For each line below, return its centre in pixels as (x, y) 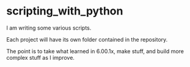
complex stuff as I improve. (41, 57)
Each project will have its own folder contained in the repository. (87, 39)
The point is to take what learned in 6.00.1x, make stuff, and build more (95, 51)
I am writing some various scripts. (49, 28)
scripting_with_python (65, 11)
